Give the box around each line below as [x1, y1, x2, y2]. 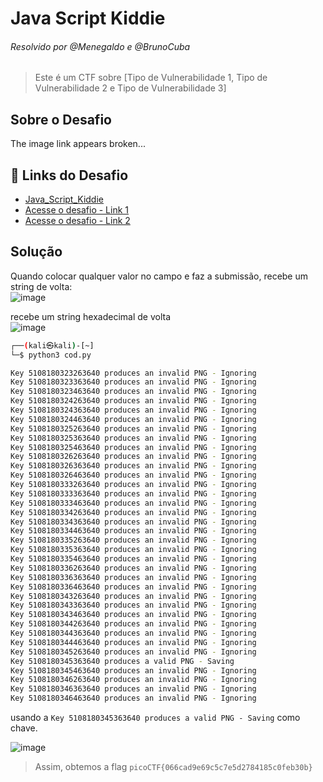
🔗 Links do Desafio [10, 167, 129, 184]
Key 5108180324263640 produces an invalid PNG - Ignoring [10, 396, 257, 406]
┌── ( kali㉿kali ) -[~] [10, 340, 95, 351]
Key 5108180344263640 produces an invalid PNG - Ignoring [10, 619, 257, 629]
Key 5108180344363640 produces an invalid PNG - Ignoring [10, 628, 257, 639]
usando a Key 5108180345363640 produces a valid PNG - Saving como [10, 712, 301, 724]
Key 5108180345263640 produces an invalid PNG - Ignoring [10, 647, 257, 657]
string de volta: [10, 280, 73, 292]
